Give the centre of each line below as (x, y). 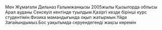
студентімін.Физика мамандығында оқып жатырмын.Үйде (66, 17)
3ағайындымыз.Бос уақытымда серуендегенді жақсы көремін (71, 22)
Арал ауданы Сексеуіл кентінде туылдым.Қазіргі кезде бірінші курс (76, 12)
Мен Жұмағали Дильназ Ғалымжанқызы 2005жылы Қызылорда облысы (81, 7)
